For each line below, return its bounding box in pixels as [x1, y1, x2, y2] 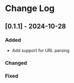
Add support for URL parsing [12, 47, 70, 53]
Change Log [5, 3, 55, 14]
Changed [5, 59, 28, 66]
